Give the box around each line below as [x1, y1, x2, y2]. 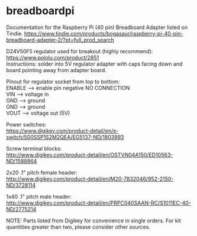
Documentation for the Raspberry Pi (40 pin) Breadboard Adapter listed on [6, 24, 188, 31]
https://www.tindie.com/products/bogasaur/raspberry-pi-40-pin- [24, 30, 183, 37]
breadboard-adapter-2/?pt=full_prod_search [6, 36, 114, 43]
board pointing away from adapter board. [6, 66, 106, 73]
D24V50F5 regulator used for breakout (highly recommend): [6, 47, 153, 54]
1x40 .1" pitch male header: [6, 193, 72, 200]
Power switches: [6, 121, 47, 128]
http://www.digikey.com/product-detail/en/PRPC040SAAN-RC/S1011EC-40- [6, 199, 191, 206]
